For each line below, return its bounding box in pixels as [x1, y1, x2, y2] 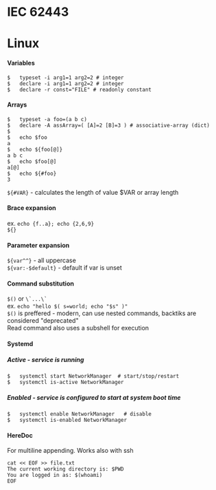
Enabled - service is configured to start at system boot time [7, 393, 181, 401]
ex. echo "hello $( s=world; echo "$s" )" [7, 302, 128, 310]
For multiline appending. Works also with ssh [7, 447, 134, 455]
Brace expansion [7, 204, 56, 212]
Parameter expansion [7, 241, 70, 249]
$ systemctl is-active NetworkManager [7, 379, 125, 385]
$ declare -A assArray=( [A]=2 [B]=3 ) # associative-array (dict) [7, 122, 211, 129]
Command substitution [7, 279, 74, 288]
